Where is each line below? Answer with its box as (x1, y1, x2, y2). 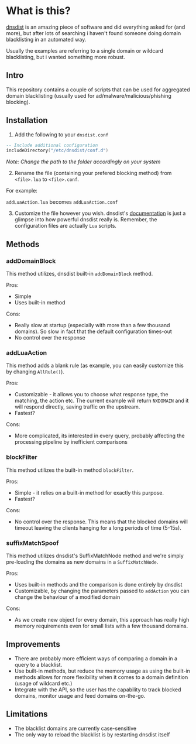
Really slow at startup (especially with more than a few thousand (14, 322, 170, 328)
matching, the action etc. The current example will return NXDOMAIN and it (14, 397, 189, 404)
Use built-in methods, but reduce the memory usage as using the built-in (14, 667, 190, 674)
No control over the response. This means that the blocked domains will (14, 518, 188, 525)
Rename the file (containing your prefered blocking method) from (14, 170, 172, 177)
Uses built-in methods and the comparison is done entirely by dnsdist (14, 581, 183, 588)
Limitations (6, 709, 48, 719)
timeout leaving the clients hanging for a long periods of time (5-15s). (14, 524, 181, 531)
